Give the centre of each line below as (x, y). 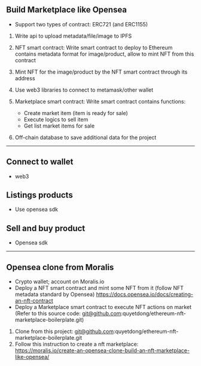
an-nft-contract (34, 301)
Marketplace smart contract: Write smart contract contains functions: (100, 101)
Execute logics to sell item (56, 119)
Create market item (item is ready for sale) (76, 113)
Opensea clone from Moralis (60, 267)
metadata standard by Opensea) (55, 294)
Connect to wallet (40, 162)
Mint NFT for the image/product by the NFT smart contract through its (101, 72)
